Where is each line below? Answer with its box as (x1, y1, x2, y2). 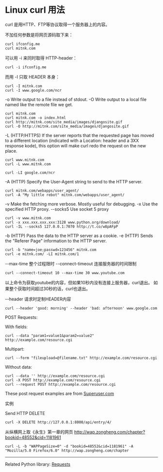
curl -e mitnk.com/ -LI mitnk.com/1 (5, 252, 79, 256)
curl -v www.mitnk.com (5, 216, 51, 220)
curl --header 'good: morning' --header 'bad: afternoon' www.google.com (5, 306, 158, 311)
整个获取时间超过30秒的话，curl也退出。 (9, 286, 91, 292)
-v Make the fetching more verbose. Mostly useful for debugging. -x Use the (5, 201, 158, 207)
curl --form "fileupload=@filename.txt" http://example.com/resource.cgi (5, 355, 158, 360)
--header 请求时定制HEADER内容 (5, 296, 71, 302)
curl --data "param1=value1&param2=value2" (5, 333, 95, 338)
